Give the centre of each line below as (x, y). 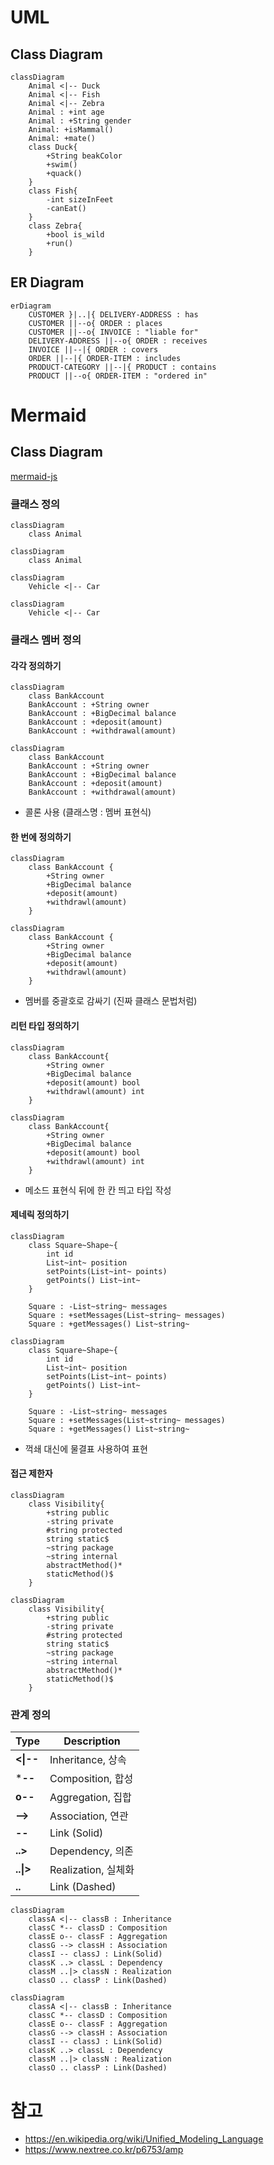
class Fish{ (53, 191)
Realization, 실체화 (92, 1870)
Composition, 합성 (91, 1779)
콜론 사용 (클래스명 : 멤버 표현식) (88, 812)
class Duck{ (53, 147)
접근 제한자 (31, 1473)
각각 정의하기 (36, 665)
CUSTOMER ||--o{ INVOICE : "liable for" (113, 332)
